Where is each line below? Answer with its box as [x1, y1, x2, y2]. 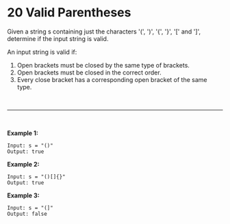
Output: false [7, 210, 48, 217]
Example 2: [7, 160, 40, 168]
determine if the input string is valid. [7, 34, 109, 42]
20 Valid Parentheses [7, 5, 131, 20]
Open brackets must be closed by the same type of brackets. [16, 61, 190, 69]
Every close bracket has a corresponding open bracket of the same [16, 75, 207, 83]
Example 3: [7, 191, 40, 199]
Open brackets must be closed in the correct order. [16, 68, 162, 76]
